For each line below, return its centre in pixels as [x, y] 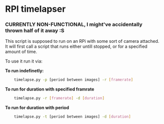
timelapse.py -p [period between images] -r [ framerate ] [74, 80]
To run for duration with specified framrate [50, 89]
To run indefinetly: [25, 71]
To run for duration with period [37, 108]
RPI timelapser [35, 9]
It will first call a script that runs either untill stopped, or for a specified [76, 46]
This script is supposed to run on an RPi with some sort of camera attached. [82, 41]
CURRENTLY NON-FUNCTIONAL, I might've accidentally [74, 25]
